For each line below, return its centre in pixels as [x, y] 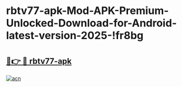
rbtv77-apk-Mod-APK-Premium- [87, 11]
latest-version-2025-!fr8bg [75, 36]
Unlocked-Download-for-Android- [92, 23]
